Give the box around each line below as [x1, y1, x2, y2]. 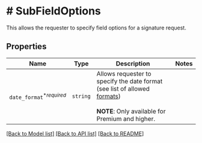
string [72, 93, 91, 100]
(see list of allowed [96, 84, 150, 93]
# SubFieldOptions [6, 4, 101, 18]
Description [115, 59, 150, 67]
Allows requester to [96, 69, 151, 78]
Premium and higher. [96, 114, 155, 123]
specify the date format [96, 77, 163, 85]
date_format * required [9, 91, 67, 100]
